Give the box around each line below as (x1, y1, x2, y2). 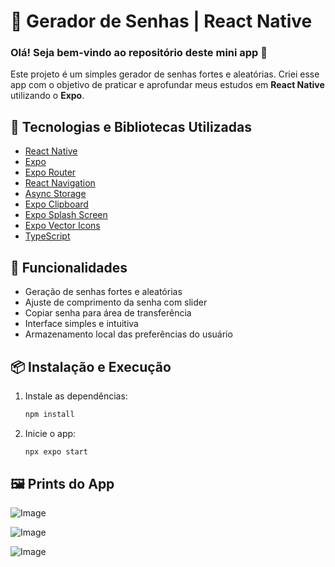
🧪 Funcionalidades (10, 259, 128, 276)
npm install (24, 409, 75, 419)
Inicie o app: (24, 427, 77, 439)
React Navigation (24, 177, 96, 189)
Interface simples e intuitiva (24, 318, 139, 330)
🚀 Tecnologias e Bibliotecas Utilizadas (10, 118, 252, 135)
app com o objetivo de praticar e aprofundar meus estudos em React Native (10, 79, 325, 91)
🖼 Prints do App (10, 476, 115, 493)
